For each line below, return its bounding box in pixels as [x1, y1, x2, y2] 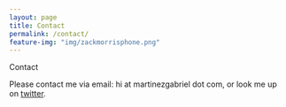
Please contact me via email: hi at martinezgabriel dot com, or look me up [9, 79, 277, 89]
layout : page [9, 12, 58, 22]
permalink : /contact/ [9, 29, 89, 38]
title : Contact [9, 21, 66, 30]
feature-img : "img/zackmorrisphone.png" [9, 37, 161, 47]
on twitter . [9, 88, 46, 99]
